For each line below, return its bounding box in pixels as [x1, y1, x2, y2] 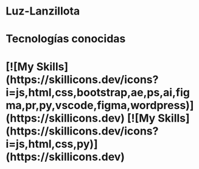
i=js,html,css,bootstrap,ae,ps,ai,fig [5, 85, 190, 99]
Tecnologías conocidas [5, 32, 126, 46]
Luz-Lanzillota [5, 4, 80, 18]
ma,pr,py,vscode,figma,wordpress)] [5, 98, 194, 112]
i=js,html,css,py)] [5, 137, 98, 151]
